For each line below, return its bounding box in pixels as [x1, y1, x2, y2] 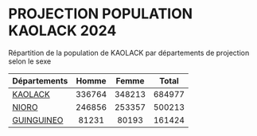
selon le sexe [8, 56, 52, 66]
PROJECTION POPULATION [8, 5, 193, 23]
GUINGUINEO [12, 115, 64, 126]
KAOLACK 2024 [8, 21, 117, 40]
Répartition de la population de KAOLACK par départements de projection [8, 48, 250, 57]
